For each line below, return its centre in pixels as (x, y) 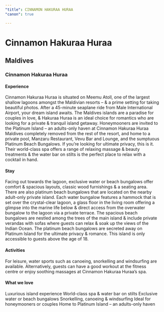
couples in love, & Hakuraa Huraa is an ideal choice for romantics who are (80, 118)
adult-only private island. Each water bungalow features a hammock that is (81, 197)
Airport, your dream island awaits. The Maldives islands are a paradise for (80, 113)
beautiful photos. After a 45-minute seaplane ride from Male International (79, 108)
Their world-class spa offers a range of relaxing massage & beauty (72, 149)
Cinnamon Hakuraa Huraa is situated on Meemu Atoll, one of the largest (78, 97)
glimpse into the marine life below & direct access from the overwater (75, 208)
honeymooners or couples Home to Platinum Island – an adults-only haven (80, 304)
